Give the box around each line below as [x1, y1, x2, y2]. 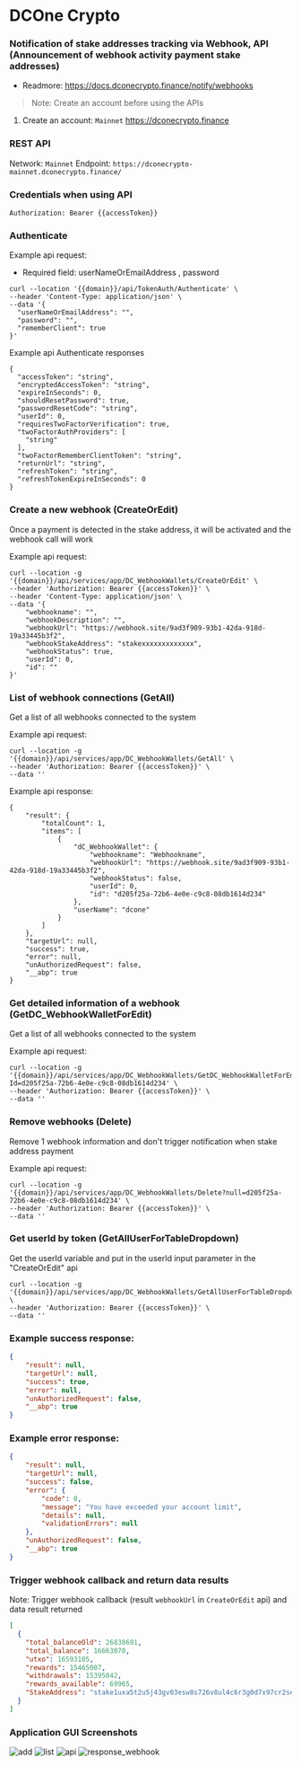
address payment [9, 1145, 74, 1156]
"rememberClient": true [17, 324, 106, 333]
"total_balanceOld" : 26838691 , [25, 1638, 142, 1647]
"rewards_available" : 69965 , [25, 1680, 134, 1689]
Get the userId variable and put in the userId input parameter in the [9, 1252, 256, 1263]
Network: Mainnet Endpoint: [9, 158, 111, 169]
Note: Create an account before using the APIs [30, 98, 204, 109]
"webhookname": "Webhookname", [89, 850, 206, 859]
